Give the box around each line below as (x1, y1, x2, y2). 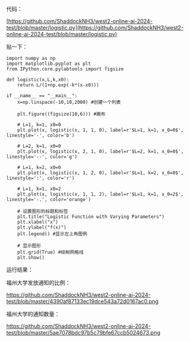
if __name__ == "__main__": (6, 93, 78, 99)
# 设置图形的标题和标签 (17, 208, 68, 214)
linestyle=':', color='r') (6, 175, 75, 181)
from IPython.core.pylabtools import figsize (6, 66, 124, 72)
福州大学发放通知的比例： (6, 279, 71, 286)
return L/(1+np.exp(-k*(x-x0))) (17, 82, 99, 88)
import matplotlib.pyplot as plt (6, 60, 91, 67)
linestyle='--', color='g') (6, 154, 78, 160)
